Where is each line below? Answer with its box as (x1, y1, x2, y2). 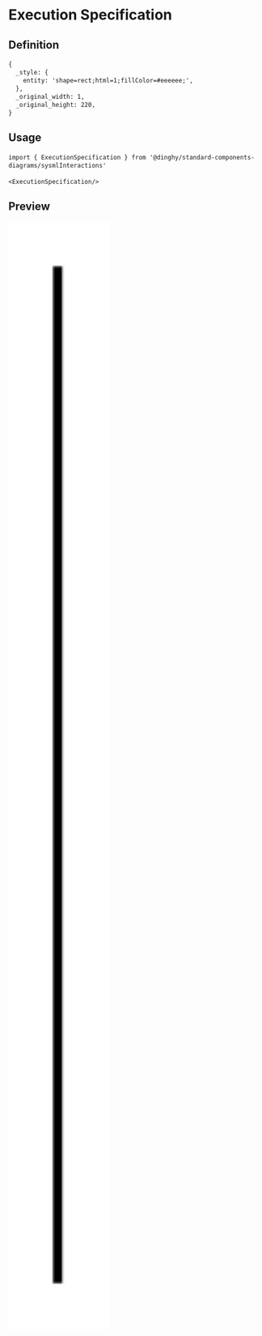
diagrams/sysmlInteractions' (8, 161, 107, 169)
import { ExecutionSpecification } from (8, 153, 147, 161)
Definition (8, 38, 59, 52)
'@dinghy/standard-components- (149, 153, 255, 161)
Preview (8, 200, 51, 214)
